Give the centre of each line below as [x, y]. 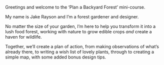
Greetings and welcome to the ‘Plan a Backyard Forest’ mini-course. [75, 7]
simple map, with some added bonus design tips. [56, 57]
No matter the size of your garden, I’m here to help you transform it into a [80, 26]
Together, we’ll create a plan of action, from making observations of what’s [82, 46]
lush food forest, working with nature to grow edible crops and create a [78, 32]
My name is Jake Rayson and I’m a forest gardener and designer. [72, 17]
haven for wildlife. [23, 37]
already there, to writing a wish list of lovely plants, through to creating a [79, 52]
